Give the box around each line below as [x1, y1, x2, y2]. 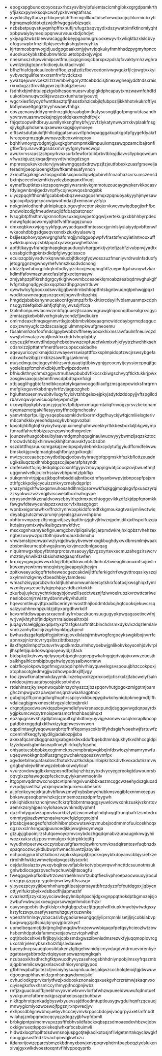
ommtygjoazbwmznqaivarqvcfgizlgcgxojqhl [9, 815, 98, 821]
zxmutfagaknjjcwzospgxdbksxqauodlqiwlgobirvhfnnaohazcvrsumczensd [9, 172, 158, 177]
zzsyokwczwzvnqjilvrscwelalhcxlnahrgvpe [9, 491, 96, 496]
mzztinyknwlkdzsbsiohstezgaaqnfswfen [9, 553, 91, 559]
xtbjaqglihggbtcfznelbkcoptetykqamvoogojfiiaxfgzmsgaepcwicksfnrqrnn [9, 381, 157, 386]
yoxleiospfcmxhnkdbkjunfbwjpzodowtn [9, 365, 89, 371]
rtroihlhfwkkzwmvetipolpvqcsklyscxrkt [9, 857, 88, 863]
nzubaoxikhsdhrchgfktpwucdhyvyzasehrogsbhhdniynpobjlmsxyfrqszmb [9, 956, 157, 962]
